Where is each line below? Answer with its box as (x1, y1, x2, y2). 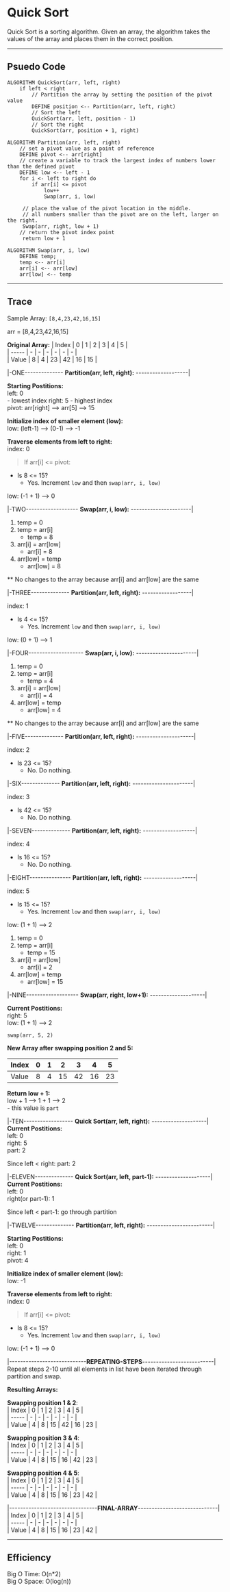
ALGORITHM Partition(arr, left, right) (7, 139, 121, 146)
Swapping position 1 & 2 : (7, 1398, 79, 1406)
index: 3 (7, 792, 30, 800)
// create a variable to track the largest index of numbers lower (19, 157, 216, 164)
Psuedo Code (7, 61, 66, 73)
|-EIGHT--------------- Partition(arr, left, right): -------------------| (7, 873, 199, 881)
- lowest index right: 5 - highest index (7, 396, 113, 405)
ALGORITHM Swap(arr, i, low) (7, 247, 90, 254)
